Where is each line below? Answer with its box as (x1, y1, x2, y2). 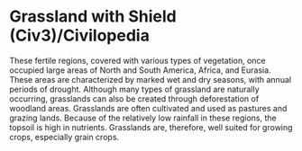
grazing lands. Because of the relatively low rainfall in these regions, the (9, 112, 277, 123)
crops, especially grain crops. (9, 131, 120, 142)
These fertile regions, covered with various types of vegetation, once (9, 55, 266, 66)
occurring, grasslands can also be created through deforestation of (9, 93, 260, 104)
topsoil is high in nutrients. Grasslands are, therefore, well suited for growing (9, 121, 293, 132)
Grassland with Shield (9, 6, 178, 27)
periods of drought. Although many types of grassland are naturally (9, 84, 260, 94)
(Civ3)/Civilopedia (9, 25, 151, 46)
